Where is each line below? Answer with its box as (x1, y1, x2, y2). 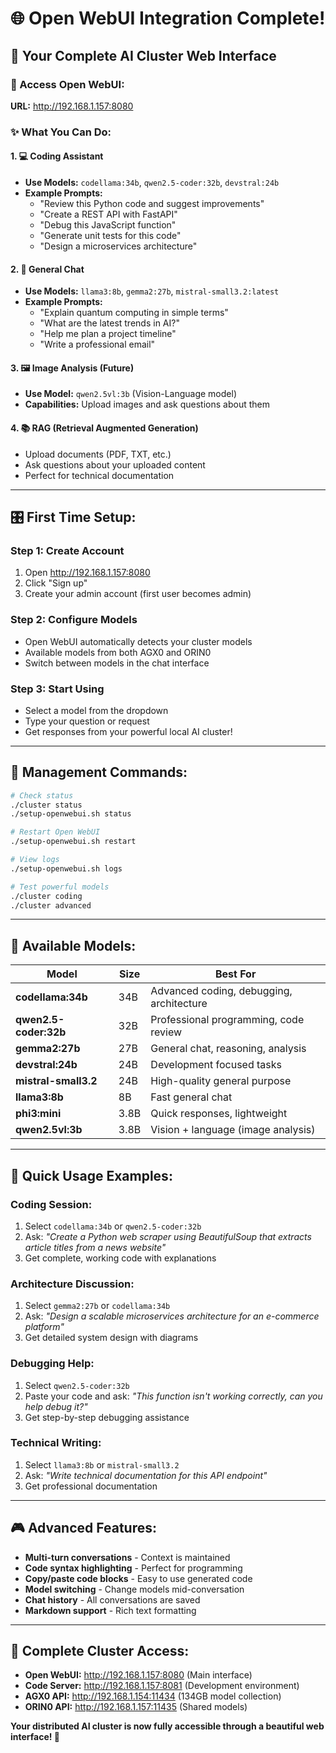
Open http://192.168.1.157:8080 (24, 567, 151, 579)
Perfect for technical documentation (24, 469, 175, 481)
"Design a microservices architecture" (39, 240, 198, 252)
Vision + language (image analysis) (150, 1123, 316, 1137)
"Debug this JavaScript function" (39, 219, 177, 231)
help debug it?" (24, 1400, 88, 1412)
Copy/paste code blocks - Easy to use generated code (24, 1572, 253, 1584)
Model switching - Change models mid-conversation (24, 1583, 245, 1595)
